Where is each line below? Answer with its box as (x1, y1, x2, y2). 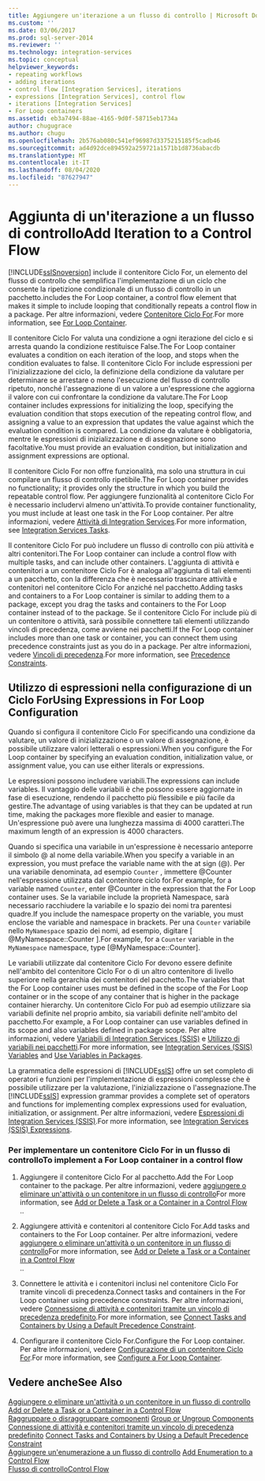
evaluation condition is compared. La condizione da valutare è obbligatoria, (8, 425, 252, 435)
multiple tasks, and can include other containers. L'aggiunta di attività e (8, 557, 240, 567)
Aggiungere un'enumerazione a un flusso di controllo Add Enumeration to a (8, 1447, 253, 1456)
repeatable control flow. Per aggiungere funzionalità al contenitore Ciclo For (8, 492, 255, 501)
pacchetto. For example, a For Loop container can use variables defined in (8, 1016, 248, 1026)
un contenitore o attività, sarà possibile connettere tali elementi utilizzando (8, 616, 250, 625)
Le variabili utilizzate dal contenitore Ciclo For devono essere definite (8, 958, 233, 967)
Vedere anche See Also (8, 1376, 123, 1389)
